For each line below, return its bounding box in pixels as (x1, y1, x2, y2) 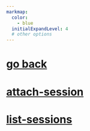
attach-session (6, 85, 84, 98)
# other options (11, 31, 52, 37)
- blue (17, 20, 34, 26)
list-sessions (6, 112, 73, 126)
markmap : (6, 8, 28, 15)
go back (6, 57, 47, 71)
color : (11, 14, 28, 21)
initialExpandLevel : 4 (11, 25, 68, 32)
